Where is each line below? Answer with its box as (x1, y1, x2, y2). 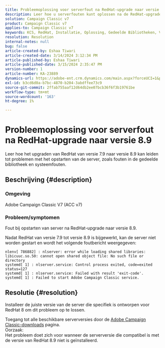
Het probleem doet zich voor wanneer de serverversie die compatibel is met (5, 332, 160, 338)
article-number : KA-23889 (5, 71, 58, 76)
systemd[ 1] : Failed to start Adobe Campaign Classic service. (5, 275, 139, 281)
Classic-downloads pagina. (5, 321, 60, 327)
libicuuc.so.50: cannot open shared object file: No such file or (5, 254, 144, 259)
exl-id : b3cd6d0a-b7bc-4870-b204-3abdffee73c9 (5, 80, 102, 85)
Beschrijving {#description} (5, 176, 92, 184)
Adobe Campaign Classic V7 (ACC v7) (5, 201, 82, 207)
